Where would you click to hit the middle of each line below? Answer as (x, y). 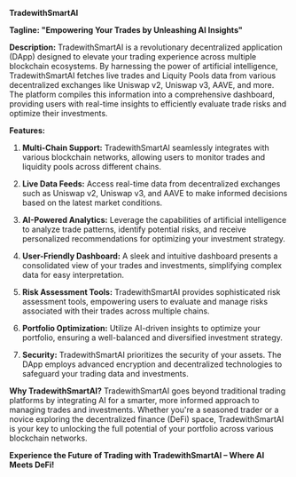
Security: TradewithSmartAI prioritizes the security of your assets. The (152, 355)
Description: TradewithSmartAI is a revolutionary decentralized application (146, 47)
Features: (27, 131)
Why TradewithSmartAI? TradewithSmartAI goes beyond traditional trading (148, 391)
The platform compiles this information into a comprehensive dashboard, (142, 94)
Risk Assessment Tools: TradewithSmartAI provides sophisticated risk (151, 292)
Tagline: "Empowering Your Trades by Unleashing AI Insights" (126, 30)
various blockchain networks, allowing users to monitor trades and (144, 157)
